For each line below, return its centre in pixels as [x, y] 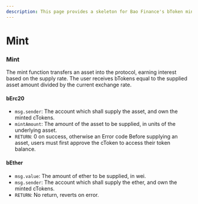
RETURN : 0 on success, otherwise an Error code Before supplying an [96, 137]
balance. [25, 149]
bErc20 [15, 98]
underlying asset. [36, 130]
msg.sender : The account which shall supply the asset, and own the [96, 111]
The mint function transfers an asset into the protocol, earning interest [91, 72]
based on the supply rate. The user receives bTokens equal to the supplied [97, 79]
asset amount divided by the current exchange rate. [69, 85]
